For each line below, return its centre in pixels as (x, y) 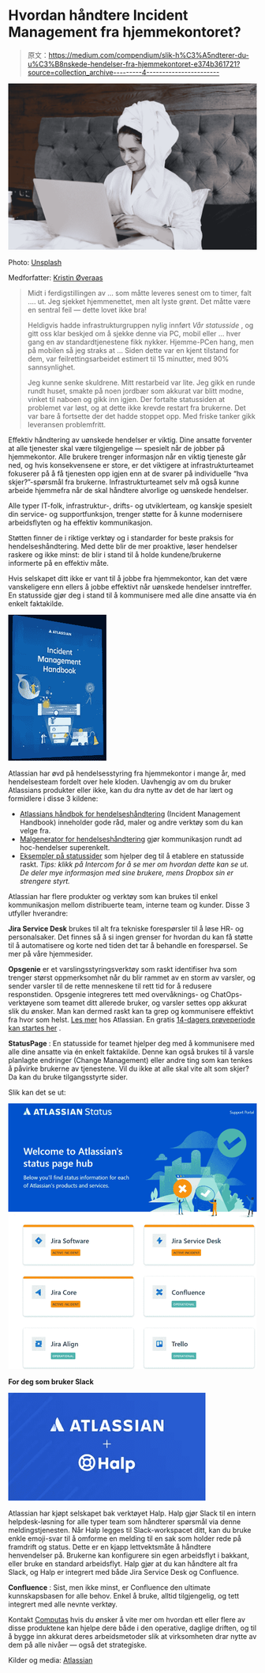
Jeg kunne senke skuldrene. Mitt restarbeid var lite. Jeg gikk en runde (141, 383)
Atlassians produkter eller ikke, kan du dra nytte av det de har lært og (121, 791)
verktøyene (26, 1003)
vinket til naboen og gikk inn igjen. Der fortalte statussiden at (126, 400)
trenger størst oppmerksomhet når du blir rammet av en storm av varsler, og (132, 978)
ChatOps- (226, 995)
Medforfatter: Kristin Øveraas (56, 278)
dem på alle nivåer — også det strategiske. (78, 1645)
